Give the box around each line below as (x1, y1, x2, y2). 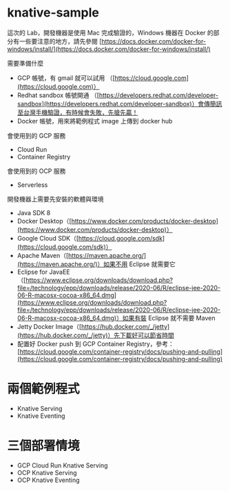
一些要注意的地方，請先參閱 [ (19, 37, 102, 46)
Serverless (17, 181, 48, 189)
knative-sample (7, 5, 100, 21)
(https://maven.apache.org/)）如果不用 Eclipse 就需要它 (17, 260, 176, 268)
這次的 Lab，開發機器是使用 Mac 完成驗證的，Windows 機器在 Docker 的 (7, 28, 213, 37)
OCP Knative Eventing (17, 476, 81, 484)
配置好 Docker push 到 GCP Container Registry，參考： (17, 339, 174, 348)
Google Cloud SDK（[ (17, 234, 79, 242)
